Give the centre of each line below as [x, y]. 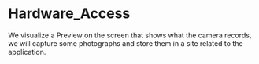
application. [27, 52]
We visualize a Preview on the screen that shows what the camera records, [130, 35]
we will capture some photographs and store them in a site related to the [126, 43]
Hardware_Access [69, 14]
